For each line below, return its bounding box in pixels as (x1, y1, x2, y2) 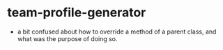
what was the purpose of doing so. (17, 34, 118, 42)
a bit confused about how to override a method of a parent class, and (17, 27, 217, 36)
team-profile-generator (7, 5, 146, 21)
